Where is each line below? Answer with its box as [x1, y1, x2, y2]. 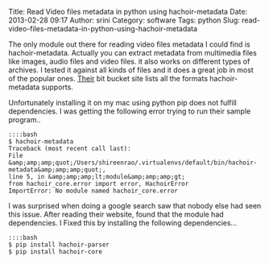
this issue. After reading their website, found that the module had [8, 209, 224, 219]
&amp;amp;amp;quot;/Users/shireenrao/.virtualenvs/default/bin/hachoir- [8, 159, 258, 167]
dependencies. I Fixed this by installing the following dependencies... [8, 218, 238, 228]
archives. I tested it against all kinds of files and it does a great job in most [8, 65, 254, 75]
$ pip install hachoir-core [8, 248, 103, 256]
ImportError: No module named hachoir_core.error [8, 187, 179, 195]
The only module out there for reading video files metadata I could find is [8, 39, 251, 49]
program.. [8, 115, 42, 124]
